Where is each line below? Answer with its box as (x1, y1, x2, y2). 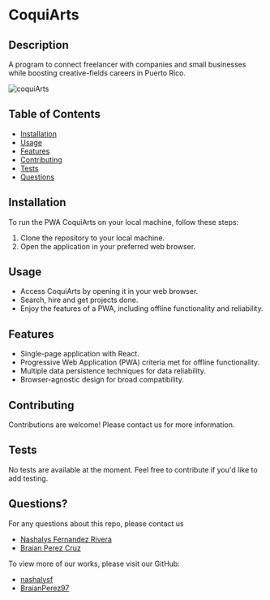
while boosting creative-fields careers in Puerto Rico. (8, 68, 186, 78)
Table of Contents (8, 107, 101, 121)
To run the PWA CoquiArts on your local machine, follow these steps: (8, 217, 239, 227)
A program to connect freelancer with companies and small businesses (8, 59, 246, 69)
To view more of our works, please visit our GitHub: (8, 559, 180, 568)
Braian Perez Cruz (19, 542, 81, 553)
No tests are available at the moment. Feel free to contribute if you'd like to (8, 464, 258, 474)
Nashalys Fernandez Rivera (19, 534, 112, 544)
